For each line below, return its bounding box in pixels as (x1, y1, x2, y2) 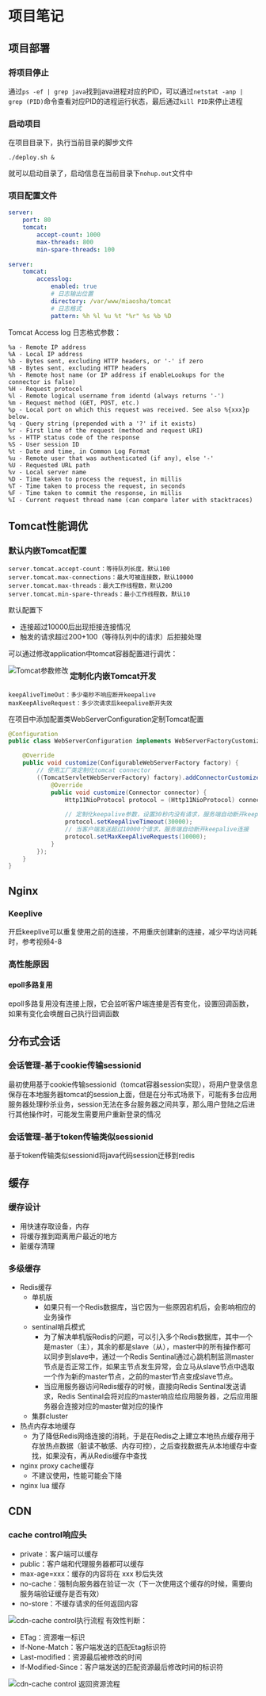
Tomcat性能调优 (8, 519, 89, 532)
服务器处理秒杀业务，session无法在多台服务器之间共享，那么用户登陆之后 (8, 1099, 249, 1109)
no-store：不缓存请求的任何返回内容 (19, 1598, 139, 1608)
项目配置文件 (8, 190, 58, 201)
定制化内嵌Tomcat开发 (70, 671, 157, 682)
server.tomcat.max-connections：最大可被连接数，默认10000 (8, 574, 194, 581)
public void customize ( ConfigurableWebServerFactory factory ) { (22, 759, 239, 767)
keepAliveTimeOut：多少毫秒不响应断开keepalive (8, 691, 156, 699)
